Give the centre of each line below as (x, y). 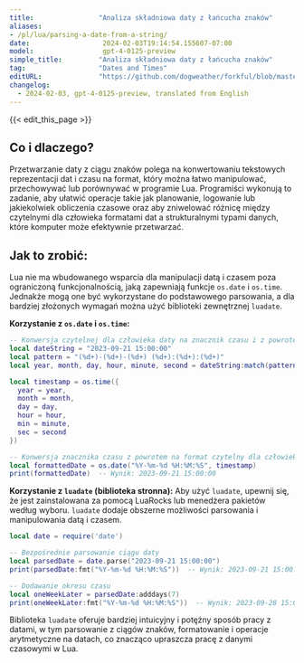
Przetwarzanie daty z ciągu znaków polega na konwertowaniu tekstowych (147, 169)
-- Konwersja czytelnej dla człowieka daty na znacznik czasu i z (137, 340)
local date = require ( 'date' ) (66, 536)
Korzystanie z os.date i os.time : (70, 324)
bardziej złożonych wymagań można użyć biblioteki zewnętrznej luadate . (146, 306)
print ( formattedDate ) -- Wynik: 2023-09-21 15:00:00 (113, 474)
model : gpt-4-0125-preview (93, 52)
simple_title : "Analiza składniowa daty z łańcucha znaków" (141, 60)
